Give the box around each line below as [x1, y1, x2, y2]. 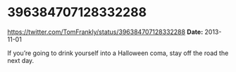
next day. [7, 56, 35, 64]
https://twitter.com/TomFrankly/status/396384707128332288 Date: [7, 28, 204, 36]
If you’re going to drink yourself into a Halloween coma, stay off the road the [7, 49, 229, 57]
